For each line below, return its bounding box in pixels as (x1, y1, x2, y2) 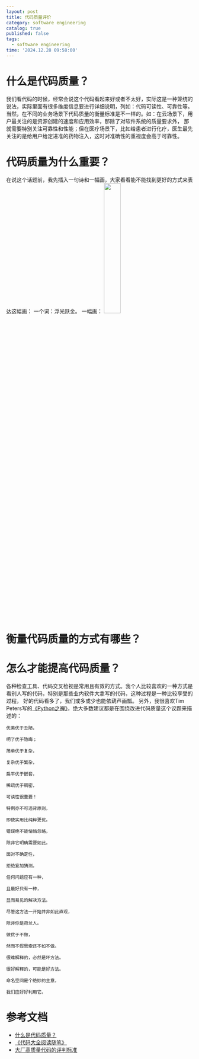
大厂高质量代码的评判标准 (14, 1046, 78, 1053)
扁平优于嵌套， (6, 771, 37, 777)
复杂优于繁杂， (6, 759, 37, 765)
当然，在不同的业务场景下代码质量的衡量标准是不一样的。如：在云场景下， (6, 110, 188, 117)
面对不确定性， (6, 851, 37, 857)
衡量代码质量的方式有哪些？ (6, 632, 142, 646)
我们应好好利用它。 (6, 989, 46, 995)
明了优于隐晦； (6, 736, 37, 743)
